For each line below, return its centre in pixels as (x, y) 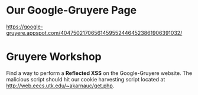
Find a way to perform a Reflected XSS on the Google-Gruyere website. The (99, 73)
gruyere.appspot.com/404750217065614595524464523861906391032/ (94, 32)
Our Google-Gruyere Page (72, 10)
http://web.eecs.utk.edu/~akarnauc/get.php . (60, 86)
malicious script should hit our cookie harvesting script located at (86, 79)
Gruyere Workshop (54, 57)
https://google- (25, 27)
